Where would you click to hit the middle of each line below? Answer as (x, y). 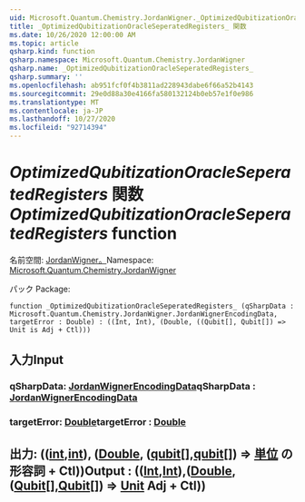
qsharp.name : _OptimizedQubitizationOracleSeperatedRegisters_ (132, 69)
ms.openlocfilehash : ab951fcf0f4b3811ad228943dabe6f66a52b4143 (132, 85)
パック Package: (40, 289)
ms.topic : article (44, 43)
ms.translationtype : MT (54, 102)
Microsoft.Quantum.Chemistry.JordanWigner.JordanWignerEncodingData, (144, 314)
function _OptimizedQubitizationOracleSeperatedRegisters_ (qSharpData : (152, 306)
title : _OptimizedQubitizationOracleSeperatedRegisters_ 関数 (128, 26)
